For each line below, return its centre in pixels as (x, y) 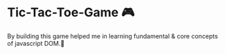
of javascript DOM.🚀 (36, 43)
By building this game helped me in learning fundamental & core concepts (112, 36)
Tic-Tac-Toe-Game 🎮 (71, 13)
